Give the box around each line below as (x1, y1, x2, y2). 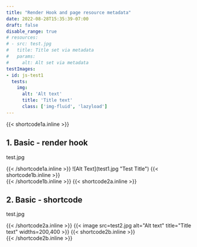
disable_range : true (6, 28, 58, 34)
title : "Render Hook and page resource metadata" (6, 9, 132, 15)
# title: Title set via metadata (6, 47, 94, 53)
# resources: (6, 34, 39, 41)
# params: (6, 53, 36, 59)
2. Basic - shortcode (6, 195, 83, 205)
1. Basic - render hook (6, 138, 88, 148)
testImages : (6, 66, 36, 72)
